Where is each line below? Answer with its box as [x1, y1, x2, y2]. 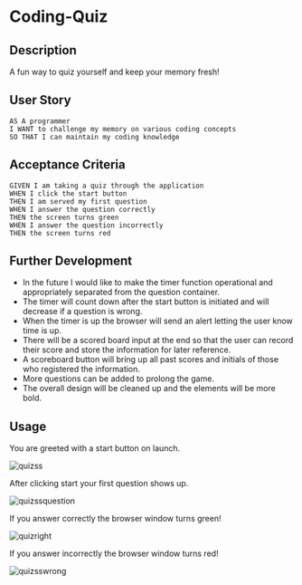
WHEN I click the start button [9, 188, 127, 198]
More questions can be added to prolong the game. [22, 373, 215, 384]
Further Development [9, 254, 133, 269]
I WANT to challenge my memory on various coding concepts [9, 124, 237, 133]
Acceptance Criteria [9, 157, 126, 173]
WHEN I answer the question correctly [9, 205, 156, 214]
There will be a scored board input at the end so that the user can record [22, 335, 294, 346]
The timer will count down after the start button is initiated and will [22, 296, 269, 307]
